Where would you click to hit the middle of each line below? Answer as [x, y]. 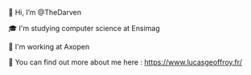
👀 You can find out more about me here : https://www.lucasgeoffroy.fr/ [125, 62]
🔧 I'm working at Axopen [49, 47]
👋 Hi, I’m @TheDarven [45, 12]
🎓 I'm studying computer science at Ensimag [84, 28]
